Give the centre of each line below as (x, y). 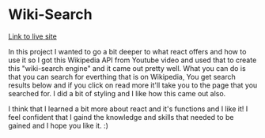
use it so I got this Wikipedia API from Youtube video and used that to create (132, 60)
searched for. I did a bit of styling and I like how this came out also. (117, 93)
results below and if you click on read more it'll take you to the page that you (133, 85)
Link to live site (32, 36)
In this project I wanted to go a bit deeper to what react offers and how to (127, 51)
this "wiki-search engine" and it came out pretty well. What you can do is (127, 68)
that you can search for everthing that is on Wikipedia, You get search (122, 76)
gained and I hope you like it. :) (59, 125)
